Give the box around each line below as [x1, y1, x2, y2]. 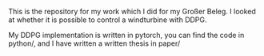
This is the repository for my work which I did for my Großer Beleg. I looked [8, 7, 256, 16]
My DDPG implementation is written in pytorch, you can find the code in [8, 31, 245, 39]
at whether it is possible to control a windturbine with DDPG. [8, 15, 207, 24]
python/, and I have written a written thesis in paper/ [8, 39, 181, 48]
